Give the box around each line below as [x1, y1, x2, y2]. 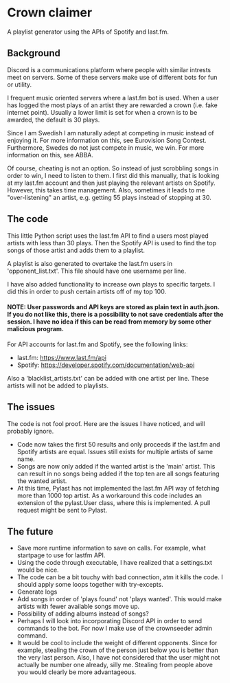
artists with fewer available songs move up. [16, 603, 140, 611]
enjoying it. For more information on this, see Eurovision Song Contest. [7, 136, 207, 144]
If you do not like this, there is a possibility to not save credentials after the [7, 311, 224, 319]
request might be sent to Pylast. [16, 506, 108, 514]
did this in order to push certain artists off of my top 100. [7, 287, 167, 295]
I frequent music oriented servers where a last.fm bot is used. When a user [7, 93, 219, 102]
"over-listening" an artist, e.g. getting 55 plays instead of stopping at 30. [7, 193, 211, 201]
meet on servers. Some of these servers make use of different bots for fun [7, 73, 218, 81]
